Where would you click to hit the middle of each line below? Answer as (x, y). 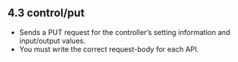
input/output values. (52, 41)
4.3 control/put (46, 13)
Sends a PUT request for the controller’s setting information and (125, 32)
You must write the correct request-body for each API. (109, 49)
